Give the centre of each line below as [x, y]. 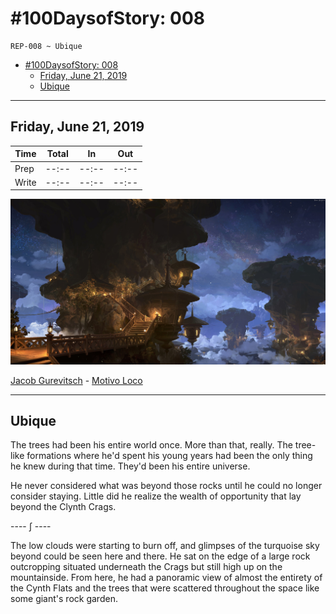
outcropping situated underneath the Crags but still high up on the [146, 567]
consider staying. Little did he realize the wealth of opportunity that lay [156, 496]
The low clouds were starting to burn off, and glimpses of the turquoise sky [165, 546]
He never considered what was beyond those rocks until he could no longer [166, 486]
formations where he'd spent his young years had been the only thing [169, 456]
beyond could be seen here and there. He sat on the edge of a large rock [160, 556]
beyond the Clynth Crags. [63, 507]
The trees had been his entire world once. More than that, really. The [151, 445]
